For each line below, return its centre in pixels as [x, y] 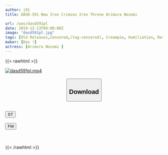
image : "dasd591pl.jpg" [30, 33]
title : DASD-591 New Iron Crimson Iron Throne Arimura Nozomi [71, 14]
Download [84, 92]
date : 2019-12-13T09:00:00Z [34, 28]
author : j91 [17, 10]
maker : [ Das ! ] [21, 42]
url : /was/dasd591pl [27, 23]
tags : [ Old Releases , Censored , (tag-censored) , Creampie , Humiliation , [80, 37]
